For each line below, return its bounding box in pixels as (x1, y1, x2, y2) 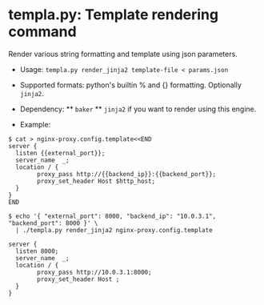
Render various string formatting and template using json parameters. (8, 49, 238, 58)
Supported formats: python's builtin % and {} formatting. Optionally (19, 80, 242, 90)
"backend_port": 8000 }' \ (8, 219, 98, 227)
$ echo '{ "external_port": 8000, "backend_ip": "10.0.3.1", (8, 212, 217, 220)
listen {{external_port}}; (15, 149, 106, 157)
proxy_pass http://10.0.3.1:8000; (37, 268, 152, 276)
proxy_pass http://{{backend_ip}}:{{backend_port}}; (37, 170, 217, 178)
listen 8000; (15, 247, 59, 255)
